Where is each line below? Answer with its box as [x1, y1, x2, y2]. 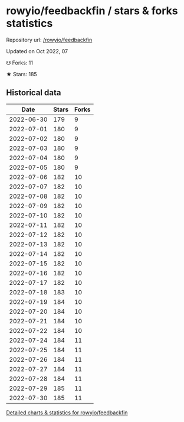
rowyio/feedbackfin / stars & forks [6, 4, 178, 18]
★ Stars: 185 [6, 70, 37, 77]
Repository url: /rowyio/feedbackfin [6, 36, 93, 43]
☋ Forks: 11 [6, 59, 34, 66]
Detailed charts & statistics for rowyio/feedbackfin [6, 409, 128, 416]
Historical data [6, 87, 61, 98]
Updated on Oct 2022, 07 [6, 47, 68, 54]
